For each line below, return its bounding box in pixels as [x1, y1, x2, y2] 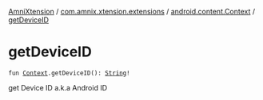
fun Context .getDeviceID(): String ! [8, 69, 130, 77]
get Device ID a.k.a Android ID [8, 83, 108, 92]
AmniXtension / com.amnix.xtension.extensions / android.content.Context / [8, 7, 256, 16]
